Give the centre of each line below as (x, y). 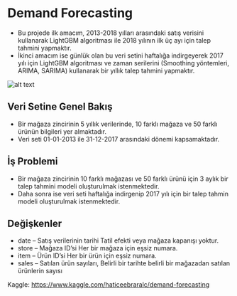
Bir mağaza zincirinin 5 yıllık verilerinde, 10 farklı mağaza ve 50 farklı (117, 124)
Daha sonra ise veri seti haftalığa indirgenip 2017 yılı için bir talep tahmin (123, 194)
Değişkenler (35, 223)
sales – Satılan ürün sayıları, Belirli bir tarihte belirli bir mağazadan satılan (124, 263)
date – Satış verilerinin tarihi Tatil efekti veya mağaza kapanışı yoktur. (118, 240)
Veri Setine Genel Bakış (60, 107)
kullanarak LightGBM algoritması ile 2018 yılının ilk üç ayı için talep (114, 40)
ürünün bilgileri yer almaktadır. (62, 131)
